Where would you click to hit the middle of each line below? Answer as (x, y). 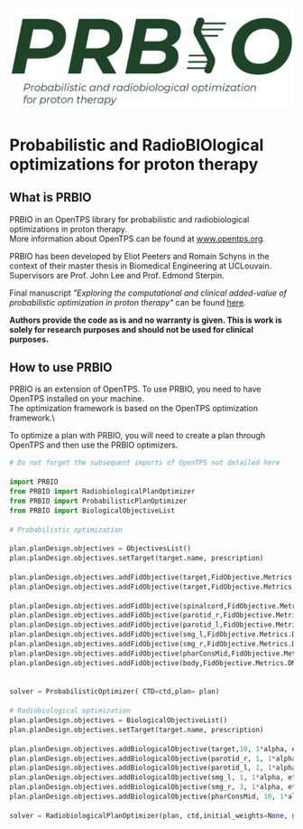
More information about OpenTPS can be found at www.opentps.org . (138, 239)
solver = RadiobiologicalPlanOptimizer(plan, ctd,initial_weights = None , (149, 815)
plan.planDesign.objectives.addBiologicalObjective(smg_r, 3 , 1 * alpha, (147, 787)
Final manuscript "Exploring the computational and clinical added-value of (148, 293)
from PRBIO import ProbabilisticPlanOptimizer (98, 501)
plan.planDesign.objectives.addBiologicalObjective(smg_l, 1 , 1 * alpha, (147, 777)
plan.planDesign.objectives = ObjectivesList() (101, 549)
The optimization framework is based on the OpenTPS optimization (134, 409)
